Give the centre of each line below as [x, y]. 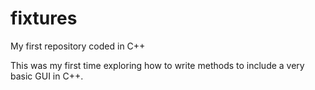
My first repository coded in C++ [78, 46]
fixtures [44, 18]
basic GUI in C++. [47, 76]
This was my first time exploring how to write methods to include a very [157, 65]
